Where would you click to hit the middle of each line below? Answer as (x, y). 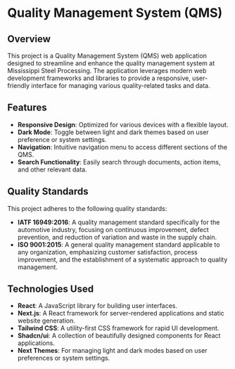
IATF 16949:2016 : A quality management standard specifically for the (119, 222)
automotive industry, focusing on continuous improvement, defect (113, 229)
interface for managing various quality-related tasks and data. (121, 85)
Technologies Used (50, 289)
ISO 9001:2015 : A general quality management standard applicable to (119, 245)
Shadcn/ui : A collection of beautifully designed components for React (119, 336)
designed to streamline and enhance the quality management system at (111, 63)
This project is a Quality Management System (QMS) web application (107, 56)
